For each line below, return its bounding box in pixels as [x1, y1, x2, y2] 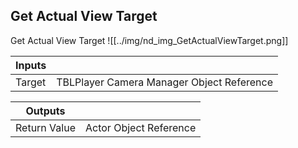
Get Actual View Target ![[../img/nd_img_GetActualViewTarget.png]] [10, 34, 289, 46]
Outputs [25, 104, 66, 118]
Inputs [15, 58, 47, 72]
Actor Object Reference [84, 120, 197, 134]
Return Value [15, 120, 76, 134]
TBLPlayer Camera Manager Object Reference [56, 75, 273, 89]
